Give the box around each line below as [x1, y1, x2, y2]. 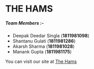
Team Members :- [5, 20, 44, 26]
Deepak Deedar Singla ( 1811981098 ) [12, 33, 90, 39]
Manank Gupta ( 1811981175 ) [12, 49, 72, 55]
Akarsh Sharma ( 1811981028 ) [12, 43, 75, 49]
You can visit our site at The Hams [5, 58, 77, 64]
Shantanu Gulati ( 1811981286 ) [12, 38, 76, 44]
